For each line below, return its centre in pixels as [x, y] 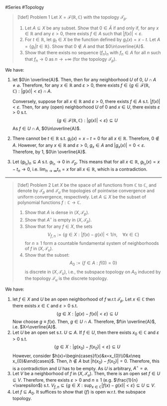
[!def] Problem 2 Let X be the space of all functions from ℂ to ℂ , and [87, 185]
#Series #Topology [25, 7]
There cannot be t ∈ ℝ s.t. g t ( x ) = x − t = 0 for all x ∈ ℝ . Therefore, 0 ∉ [86, 139]
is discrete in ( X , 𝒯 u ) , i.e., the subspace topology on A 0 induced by [93, 272]
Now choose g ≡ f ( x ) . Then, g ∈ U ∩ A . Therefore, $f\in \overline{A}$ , [84, 322]
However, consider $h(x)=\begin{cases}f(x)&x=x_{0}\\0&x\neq [76, 356]
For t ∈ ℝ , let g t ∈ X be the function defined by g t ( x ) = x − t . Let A [92, 40]
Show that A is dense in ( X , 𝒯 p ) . [57, 213]
